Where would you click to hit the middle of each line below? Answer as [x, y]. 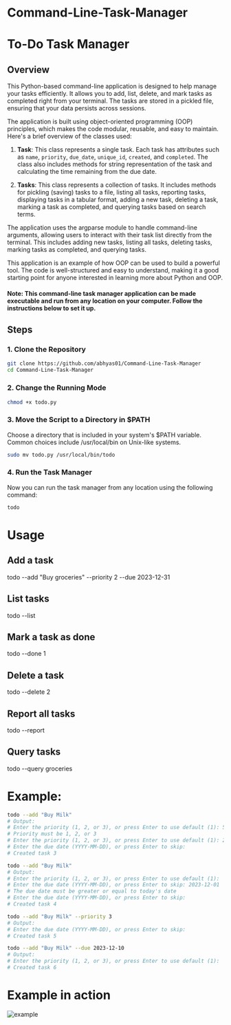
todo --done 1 [26, 654]
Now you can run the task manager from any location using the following [110, 487]
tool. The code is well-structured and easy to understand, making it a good [113, 270]
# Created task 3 [32, 853]
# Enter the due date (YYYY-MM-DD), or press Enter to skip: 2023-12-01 [113, 885]
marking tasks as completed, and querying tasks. [77, 250]
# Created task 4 [32, 904]
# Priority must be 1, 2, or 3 [52, 834]
